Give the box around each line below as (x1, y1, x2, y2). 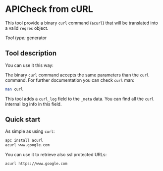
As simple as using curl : (5, 128, 55, 134)
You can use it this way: (5, 62, 54, 68)
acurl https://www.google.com (5, 161, 68, 167)
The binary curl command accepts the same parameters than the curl (5, 72, 149, 78)
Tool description (5, 49, 57, 57)
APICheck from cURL (5, 3, 93, 15)
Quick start (5, 115, 41, 124)
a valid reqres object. (5, 25, 49, 31)
